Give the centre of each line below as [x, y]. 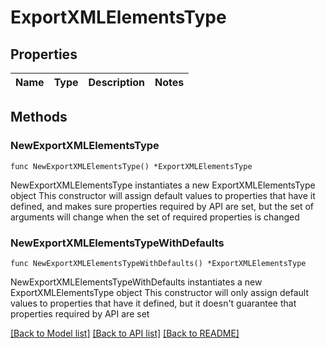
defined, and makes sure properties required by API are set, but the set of [162, 206]
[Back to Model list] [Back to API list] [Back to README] [125, 333]
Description [116, 82]
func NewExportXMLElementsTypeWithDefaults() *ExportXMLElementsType [158, 263]
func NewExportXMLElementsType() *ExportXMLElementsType [131, 166]
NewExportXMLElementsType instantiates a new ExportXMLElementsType [163, 185]
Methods [39, 117]
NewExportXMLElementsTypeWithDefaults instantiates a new [136, 282]
